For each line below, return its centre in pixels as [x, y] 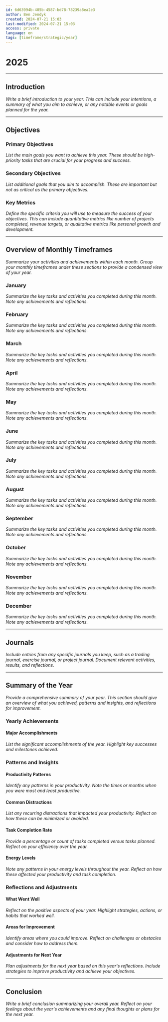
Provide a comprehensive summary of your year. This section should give [82, 697]
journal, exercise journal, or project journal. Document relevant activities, [81, 660]
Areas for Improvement [30, 927]
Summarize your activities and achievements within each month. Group [79, 262]
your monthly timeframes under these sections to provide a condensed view [84, 267]
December [19, 606]
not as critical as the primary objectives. [47, 189]
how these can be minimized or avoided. [47, 819]
